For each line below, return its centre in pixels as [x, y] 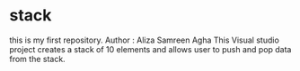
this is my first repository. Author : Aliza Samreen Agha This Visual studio [145, 40]
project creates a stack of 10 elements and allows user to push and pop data [150, 49]
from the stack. [37, 59]
